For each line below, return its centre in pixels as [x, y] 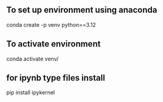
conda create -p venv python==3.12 [51, 24]
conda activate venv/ [33, 59]
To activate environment [54, 44]
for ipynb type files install [56, 78]
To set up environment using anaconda [82, 10]
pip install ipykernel [31, 93]
